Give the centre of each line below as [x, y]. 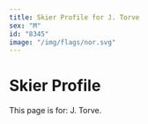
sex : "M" [25, 26]
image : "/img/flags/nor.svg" [63, 42]
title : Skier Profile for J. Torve [74, 17]
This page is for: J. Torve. [55, 111]
